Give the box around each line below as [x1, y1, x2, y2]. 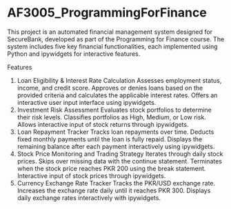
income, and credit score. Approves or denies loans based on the [17, 83, 203, 92]
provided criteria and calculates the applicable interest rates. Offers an [17, 91, 218, 99]
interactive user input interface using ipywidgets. [17, 98, 157, 106]
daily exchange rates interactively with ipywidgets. [17, 193, 161, 201]
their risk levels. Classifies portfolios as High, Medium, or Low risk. [17, 112, 207, 121]
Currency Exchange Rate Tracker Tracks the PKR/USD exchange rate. [17, 179, 216, 187]
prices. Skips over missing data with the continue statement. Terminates [17, 157, 223, 165]
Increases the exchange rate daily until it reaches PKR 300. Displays [17, 186, 211, 195]
